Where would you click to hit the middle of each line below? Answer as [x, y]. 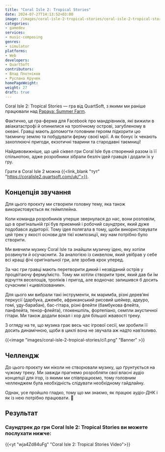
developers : [17, 60]
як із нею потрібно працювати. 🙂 [39, 398]
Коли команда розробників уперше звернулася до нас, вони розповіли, [80, 219]
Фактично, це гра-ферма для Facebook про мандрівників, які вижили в [80, 121]
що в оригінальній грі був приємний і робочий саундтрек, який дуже [77, 224]
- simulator [17, 46]
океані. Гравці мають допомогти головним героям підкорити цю [73, 132]
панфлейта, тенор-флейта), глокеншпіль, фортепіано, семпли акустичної [82, 311]
